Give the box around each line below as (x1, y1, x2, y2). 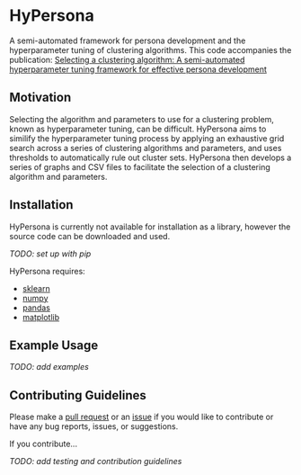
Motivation (9, 90, 72, 105)
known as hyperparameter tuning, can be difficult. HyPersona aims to (9, 123, 267, 134)
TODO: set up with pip (9, 248, 92, 259)
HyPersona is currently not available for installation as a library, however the (9, 221, 291, 232)
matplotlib (22, 311, 60, 322)
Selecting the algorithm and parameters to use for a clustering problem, (9, 113, 274, 124)
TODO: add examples (9, 362, 90, 372)
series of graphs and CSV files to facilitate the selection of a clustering (9, 161, 271, 172)
